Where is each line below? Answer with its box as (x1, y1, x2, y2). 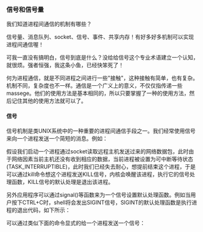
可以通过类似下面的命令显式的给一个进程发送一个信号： (6, 219, 145, 227)
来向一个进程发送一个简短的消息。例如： (6, 135, 108, 142)
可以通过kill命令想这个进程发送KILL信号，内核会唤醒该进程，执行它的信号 (6, 170, 190, 178)
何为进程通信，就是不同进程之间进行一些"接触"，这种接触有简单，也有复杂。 (6, 74, 199, 82)
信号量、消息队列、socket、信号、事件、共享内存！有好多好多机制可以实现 (6, 33, 194, 41)
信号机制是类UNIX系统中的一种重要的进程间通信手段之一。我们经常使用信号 (6, 127, 196, 135)
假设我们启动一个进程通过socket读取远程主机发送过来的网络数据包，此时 (6, 147, 189, 155)
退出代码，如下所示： (16, 206, 71, 214)
